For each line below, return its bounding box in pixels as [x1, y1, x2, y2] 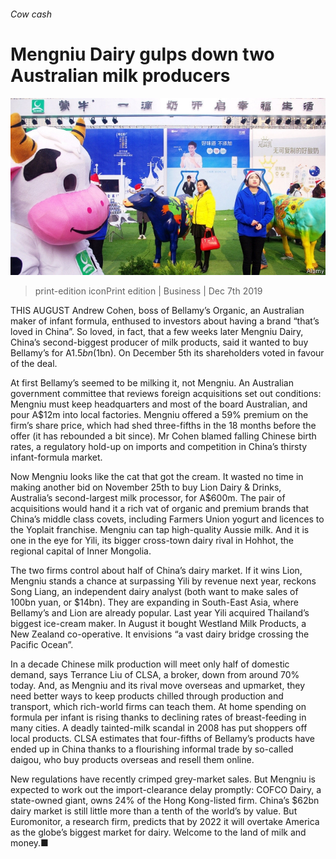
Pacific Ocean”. [10, 639, 74, 651]
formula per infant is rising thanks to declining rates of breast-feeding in [10, 711, 307, 724]
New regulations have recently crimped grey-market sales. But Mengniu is [10, 773, 316, 785]
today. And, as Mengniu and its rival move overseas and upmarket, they [10, 680, 305, 692]
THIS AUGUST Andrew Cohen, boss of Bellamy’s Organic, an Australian [10, 305, 305, 317]
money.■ [10, 837, 49, 849]
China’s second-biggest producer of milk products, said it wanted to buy [10, 336, 309, 349]
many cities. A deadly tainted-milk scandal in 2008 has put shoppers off [10, 722, 308, 734]
